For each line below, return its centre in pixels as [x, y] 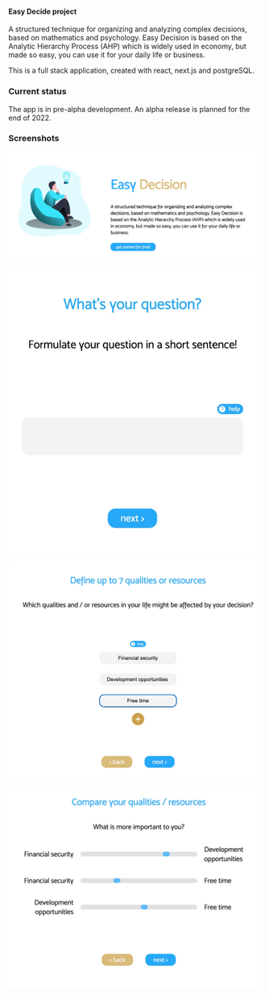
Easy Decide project [43, 11]
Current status [37, 91]
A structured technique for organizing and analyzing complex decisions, [128, 29]
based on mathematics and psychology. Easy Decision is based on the [125, 38]
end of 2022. [30, 118]
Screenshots [34, 139]
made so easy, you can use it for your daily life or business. [107, 55]
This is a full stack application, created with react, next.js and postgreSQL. [132, 71]
